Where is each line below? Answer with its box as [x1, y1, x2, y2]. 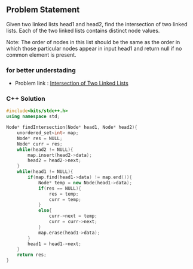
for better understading [6, 66, 76, 74]
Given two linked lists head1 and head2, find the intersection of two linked [6, 20, 188, 27]
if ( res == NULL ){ [38, 185, 82, 191]
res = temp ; [48, 191, 79, 197]
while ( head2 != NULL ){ [17, 146, 73, 153]
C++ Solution [6, 95, 46, 103]
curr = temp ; [48, 196, 82, 202]
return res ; [17, 252, 47, 258]
